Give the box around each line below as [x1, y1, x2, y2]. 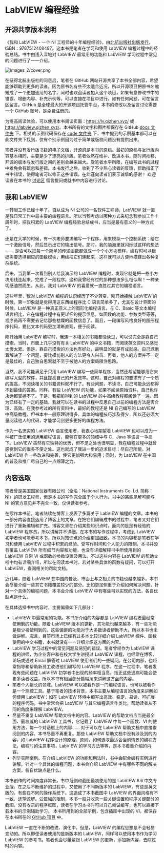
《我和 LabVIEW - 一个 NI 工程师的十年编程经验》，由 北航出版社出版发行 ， [5, 40, 153, 45]
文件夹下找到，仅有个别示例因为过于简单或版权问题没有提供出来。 [9, 137, 142, 142]
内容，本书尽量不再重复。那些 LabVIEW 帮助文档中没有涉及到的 [25, 731, 153, 736]
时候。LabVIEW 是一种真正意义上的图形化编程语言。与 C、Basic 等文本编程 [5, 305, 157, 311]
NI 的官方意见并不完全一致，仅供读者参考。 [5, 500, 92, 506]
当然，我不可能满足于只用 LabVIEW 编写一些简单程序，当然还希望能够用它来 [5, 368, 159, 374]
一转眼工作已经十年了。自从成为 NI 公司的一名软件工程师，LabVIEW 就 [5, 207, 147, 213]
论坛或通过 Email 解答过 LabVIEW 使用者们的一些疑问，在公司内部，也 [12, 657, 153, 663]
